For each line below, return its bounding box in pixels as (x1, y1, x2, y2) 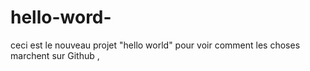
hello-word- (10, 6, 112, 29)
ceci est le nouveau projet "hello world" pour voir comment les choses (10, 39, 301, 51)
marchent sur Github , (10, 49, 100, 61)
